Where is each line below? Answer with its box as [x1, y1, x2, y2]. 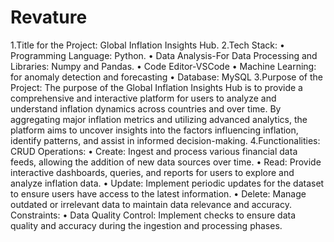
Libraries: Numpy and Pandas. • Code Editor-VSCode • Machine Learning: [10, 60, 317, 72]
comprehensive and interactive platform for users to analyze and [10, 92, 277, 104]
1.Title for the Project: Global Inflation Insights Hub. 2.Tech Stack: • [10, 39, 285, 51]
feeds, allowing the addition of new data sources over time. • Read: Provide [10, 156, 322, 168]
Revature [10, 6, 88, 29]
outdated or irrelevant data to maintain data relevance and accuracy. [10, 198, 292, 210]
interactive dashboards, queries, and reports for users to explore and [10, 166, 295, 178]
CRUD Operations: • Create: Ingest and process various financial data [10, 145, 298, 157]
